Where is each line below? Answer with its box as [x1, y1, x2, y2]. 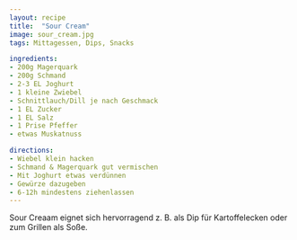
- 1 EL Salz [9, 113, 54, 122]
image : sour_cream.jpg [9, 30, 94, 39]
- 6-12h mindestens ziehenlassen [9, 188, 135, 197]
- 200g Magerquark [9, 63, 78, 72]
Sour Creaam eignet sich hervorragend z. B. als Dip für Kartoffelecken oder [9, 212, 288, 223]
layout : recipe [9, 13, 66, 22]
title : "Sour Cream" [9, 22, 91, 31]
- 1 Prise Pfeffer [9, 121, 78, 130]
